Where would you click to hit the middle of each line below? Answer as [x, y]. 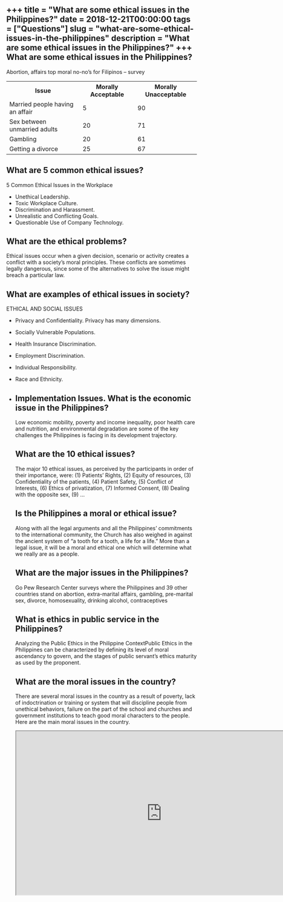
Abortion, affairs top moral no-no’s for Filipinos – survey [76, 71]
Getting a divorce [34, 149]
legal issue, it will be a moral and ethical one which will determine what [103, 547]
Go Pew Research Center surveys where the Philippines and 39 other [101, 587]
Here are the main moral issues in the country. [73, 722]
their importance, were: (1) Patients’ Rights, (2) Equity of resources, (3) [103, 475]
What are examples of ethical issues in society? [98, 294]
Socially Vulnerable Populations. [55, 332]
